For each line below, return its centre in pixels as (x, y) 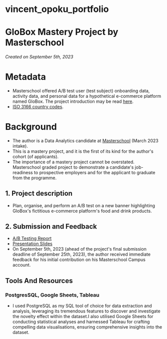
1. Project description (39, 193)
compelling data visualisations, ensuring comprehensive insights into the (87, 327)
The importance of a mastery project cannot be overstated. (73, 162)
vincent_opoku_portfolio (57, 9)
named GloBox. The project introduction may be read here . (73, 101)
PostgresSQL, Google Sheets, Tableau (52, 295)
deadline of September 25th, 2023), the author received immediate (81, 254)
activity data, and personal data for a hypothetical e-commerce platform (87, 96)
